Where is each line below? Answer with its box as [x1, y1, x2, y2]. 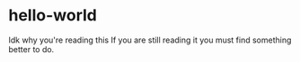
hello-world [8, 5, 98, 26]
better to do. [8, 43, 55, 54]
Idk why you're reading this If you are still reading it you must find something [8, 35, 292, 45]
